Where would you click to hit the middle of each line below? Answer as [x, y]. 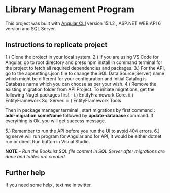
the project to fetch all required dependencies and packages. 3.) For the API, [85, 68]
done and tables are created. [36, 156]
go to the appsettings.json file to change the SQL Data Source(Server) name [85, 73]
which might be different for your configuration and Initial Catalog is [76, 78]
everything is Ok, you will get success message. [56, 121]
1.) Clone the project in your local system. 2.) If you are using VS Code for [82, 57]
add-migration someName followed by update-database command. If [79, 115]
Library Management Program [70, 9]
